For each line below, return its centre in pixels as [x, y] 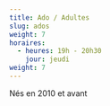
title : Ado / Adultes [50, 18]
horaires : [28, 43]
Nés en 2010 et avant [48, 93]
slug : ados [30, 26]
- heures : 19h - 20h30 [59, 51]
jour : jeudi [47, 59]
